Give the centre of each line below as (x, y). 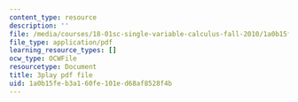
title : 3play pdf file (51, 75)
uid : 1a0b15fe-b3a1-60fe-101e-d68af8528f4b (91, 83)
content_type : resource (53, 17)
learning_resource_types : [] (63, 51)
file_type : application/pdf (61, 42)
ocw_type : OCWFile (43, 59)
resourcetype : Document (53, 67)
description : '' (39, 26)
